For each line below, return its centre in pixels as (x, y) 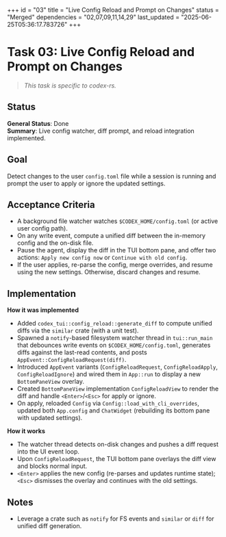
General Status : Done (38, 123)
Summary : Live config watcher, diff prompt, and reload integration (101, 131)
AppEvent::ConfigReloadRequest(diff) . (72, 360)
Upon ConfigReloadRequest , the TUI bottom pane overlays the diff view (116, 459)
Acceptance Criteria (51, 205)
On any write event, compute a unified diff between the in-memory (111, 236)
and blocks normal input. (52, 466)
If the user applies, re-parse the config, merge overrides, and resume (115, 265)
